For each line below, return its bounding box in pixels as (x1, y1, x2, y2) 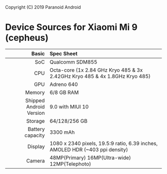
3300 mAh (49, 129, 75, 136)
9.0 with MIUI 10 (49, 103, 89, 110)
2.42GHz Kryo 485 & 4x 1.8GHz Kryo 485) (49, 73, 151, 80)
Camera (26, 157, 45, 164)
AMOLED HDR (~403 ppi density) (49, 146, 128, 153)
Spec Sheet (49, 50, 78, 57)
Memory (25, 89, 45, 96)
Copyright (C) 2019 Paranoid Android (5, 4, 81, 10)
